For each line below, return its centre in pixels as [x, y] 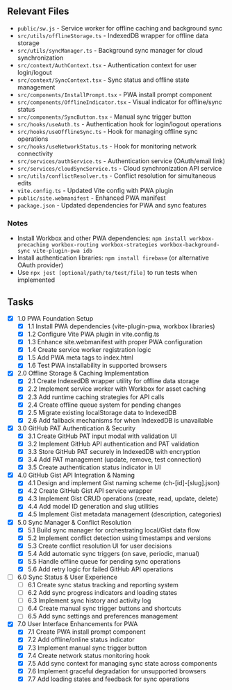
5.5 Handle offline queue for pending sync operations [104, 561]
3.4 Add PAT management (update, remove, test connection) [114, 460]
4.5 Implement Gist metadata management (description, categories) [125, 514]
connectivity [35, 153]
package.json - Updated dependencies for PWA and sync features [112, 205]
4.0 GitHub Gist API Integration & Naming [76, 476]
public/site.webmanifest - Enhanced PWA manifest [91, 198]
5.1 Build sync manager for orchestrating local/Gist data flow [114, 530]
